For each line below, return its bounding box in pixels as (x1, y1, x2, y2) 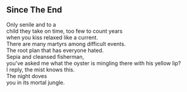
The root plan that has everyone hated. (6, 47, 104, 54)
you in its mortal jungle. (6, 79, 65, 86)
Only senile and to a (6, 21, 57, 28)
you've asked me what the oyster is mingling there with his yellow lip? (6, 59, 182, 67)
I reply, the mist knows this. (6, 66, 75, 73)
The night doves (6, 72, 48, 79)
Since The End (6, 5, 62, 15)
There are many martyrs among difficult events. (6, 40, 126, 47)
